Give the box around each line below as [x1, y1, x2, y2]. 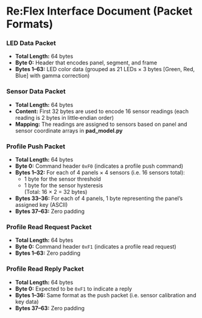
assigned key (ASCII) [15, 201, 68, 209]
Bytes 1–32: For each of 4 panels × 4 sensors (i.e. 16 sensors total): [15, 169, 186, 176]
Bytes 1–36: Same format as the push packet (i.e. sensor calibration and [15, 291, 197, 299]
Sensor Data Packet [6, 87, 66, 95]
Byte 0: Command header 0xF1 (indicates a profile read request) [15, 243, 176, 251]
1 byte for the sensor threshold [24, 175, 102, 183]
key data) [15, 298, 39, 305]
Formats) [6, 17, 54, 31]
